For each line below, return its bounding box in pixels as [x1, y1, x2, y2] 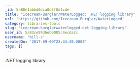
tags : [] [5, 44, 23, 49]
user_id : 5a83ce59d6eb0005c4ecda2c [5, 30, 78, 35]
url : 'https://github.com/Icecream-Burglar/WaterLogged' [5, 16, 125, 21]
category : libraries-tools [5, 21, 61, 26]
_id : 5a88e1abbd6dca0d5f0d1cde [5, 7, 70, 12]
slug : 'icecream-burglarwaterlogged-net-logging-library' [5, 26, 127, 31]
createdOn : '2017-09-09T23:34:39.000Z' [5, 39, 87, 44]
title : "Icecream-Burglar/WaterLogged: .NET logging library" [5, 12, 136, 17]
